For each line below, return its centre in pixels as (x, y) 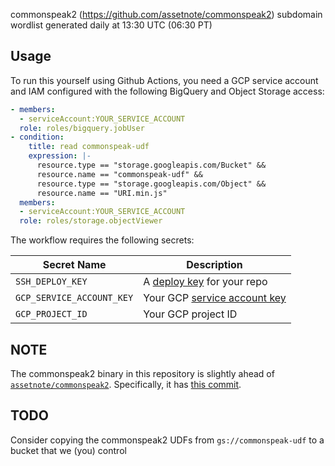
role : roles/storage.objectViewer (91, 221)
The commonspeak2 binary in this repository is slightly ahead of (142, 373)
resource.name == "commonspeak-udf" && (119, 174)
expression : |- (60, 156)
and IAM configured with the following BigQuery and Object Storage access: (167, 91)
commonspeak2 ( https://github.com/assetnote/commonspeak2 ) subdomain (166, 14)
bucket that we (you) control (68, 450)
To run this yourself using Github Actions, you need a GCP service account (164, 80)
